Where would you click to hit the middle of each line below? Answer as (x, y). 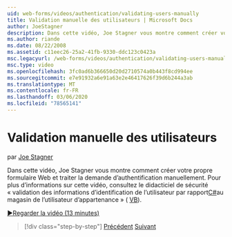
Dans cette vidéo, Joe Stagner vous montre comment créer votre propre (110, 170)
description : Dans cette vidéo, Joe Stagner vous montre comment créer (112, 33)
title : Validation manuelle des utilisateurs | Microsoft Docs (100, 20)
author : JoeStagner (35, 26)
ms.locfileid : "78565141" (44, 104)
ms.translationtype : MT (41, 84)
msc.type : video (30, 65)
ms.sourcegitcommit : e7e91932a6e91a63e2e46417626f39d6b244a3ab (100, 78)
